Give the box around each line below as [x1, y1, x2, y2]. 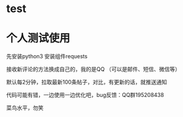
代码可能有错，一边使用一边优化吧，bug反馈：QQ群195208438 [6, 92, 164, 99]
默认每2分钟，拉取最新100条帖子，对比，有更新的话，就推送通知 [6, 78, 167, 86]
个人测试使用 [6, 32, 71, 45]
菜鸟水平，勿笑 [6, 104, 44, 112]
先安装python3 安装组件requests [6, 53, 88, 60]
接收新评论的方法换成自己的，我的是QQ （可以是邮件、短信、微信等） [6, 65, 181, 73]
